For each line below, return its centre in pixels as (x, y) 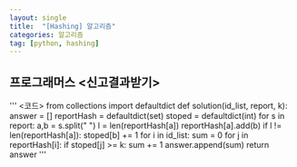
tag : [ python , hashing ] (54, 43)
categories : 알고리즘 (46, 34)
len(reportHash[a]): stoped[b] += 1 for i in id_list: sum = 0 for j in (129, 135)
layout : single (38, 18)
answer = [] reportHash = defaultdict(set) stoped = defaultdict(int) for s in (147, 116)
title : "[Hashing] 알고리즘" (63, 26)
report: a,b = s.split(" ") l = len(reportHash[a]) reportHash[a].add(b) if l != (146, 126)
